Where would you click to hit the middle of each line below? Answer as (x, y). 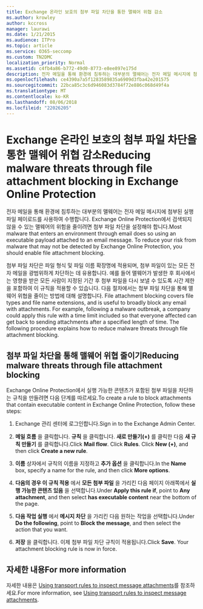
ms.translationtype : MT (36, 91)
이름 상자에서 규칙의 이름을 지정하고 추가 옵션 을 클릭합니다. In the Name (101, 464)
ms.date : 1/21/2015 (31, 35)
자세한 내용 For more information (66, 569)
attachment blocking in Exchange (92, 181)
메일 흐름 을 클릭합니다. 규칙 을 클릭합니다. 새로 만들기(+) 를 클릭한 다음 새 (102, 437)
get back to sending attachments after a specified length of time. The (93, 322)
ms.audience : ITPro (31, 40)
